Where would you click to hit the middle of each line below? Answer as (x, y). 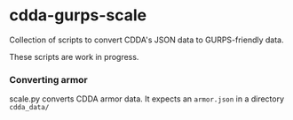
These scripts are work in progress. (74, 56)
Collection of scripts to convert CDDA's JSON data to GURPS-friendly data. (146, 40)
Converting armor (49, 79)
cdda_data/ (29, 108)
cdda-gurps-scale (78, 15)
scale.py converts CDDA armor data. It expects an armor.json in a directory (147, 99)
